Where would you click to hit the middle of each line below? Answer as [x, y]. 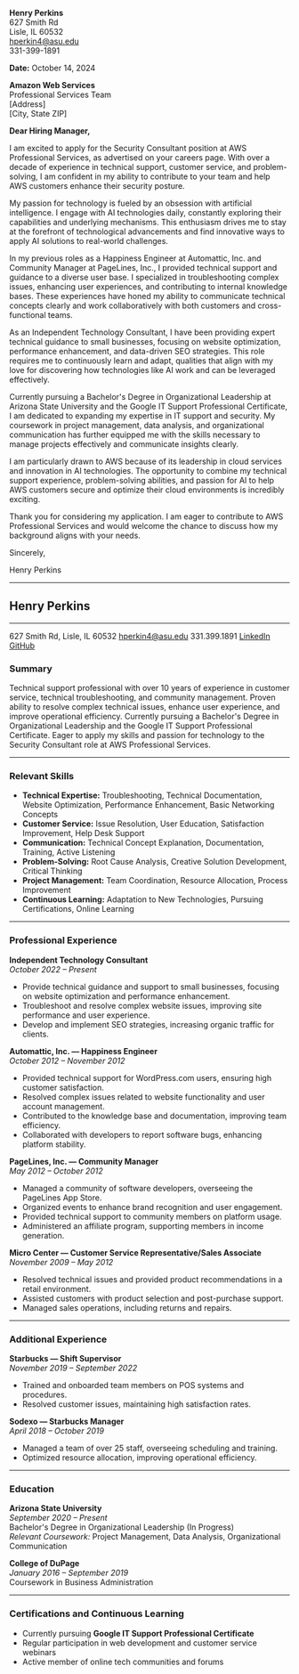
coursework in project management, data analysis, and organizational [137, 425]
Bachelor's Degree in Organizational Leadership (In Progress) [121, 1527]
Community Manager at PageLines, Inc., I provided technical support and [143, 268]
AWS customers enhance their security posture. [97, 186]
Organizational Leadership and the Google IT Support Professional [131, 726]
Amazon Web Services [53, 85]
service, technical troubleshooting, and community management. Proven [142, 697]
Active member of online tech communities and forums [123, 1662]
